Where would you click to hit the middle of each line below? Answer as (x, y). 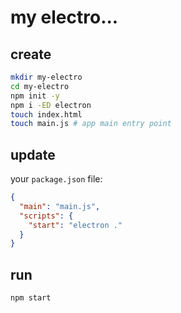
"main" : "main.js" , (60, 206)
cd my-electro (40, 86)
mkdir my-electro (46, 77)
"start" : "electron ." (75, 225)
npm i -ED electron (51, 105)
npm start (31, 298)
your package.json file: (56, 179)
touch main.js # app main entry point (91, 124)
